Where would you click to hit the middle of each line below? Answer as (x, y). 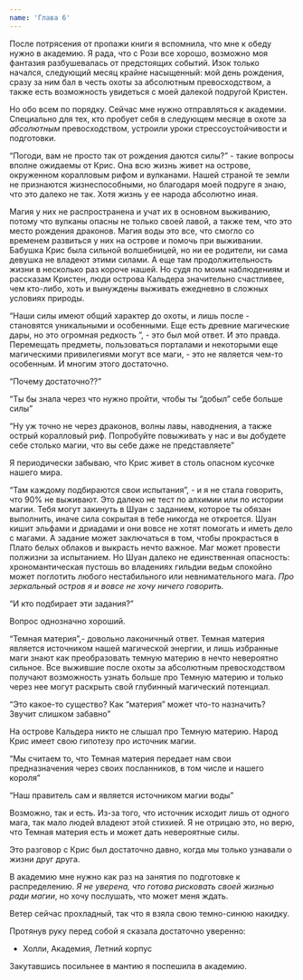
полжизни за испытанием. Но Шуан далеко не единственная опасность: (150, 557)
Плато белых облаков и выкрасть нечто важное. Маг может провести (145, 547)
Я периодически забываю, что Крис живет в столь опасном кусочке (142, 462)
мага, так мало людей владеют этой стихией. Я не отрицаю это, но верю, (152, 822)
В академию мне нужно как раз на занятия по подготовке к (125, 876)
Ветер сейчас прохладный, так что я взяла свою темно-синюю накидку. (149, 913)
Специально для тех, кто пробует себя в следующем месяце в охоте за (148, 119)
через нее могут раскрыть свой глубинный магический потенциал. (140, 686)
